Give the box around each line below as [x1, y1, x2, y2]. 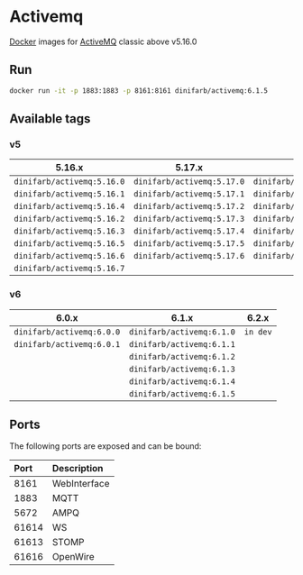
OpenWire [51, 551, 95, 563]
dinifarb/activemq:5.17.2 [133, 201, 245, 212]
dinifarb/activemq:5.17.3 [133, 214, 245, 224]
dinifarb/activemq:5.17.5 [133, 239, 245, 249]
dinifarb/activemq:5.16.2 [14, 214, 125, 224]
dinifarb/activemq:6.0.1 [14, 339, 121, 349]
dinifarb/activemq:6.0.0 [14, 326, 121, 337]
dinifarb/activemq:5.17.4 [133, 226, 245, 236]
